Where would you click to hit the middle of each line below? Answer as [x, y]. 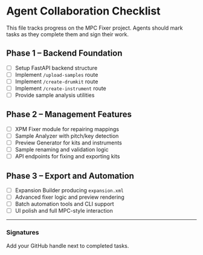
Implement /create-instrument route [61, 88]
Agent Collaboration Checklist [84, 11]
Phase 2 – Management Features [69, 115]
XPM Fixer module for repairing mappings [67, 129]
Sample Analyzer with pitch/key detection [67, 136]
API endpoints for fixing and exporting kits [67, 157]
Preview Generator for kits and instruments [69, 143]
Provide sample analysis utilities [55, 95]
